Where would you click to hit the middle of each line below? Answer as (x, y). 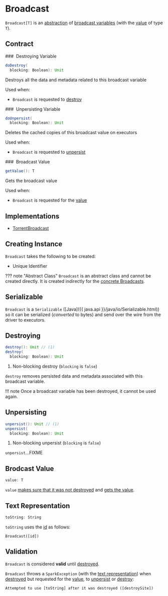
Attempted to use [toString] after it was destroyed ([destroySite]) (79, 588)
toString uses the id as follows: (38, 527)
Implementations (32, 216)
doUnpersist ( (19, 118)
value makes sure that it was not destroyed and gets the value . (70, 490)
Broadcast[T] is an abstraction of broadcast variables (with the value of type (84, 23)
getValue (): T (20, 171)
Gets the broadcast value (31, 181)
